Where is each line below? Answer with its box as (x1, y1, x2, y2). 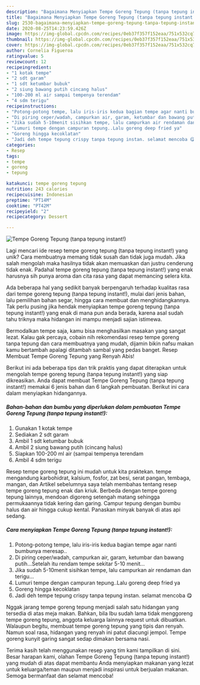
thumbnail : (6, 36, 33, 42)
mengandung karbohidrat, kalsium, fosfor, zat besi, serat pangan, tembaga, (6, 474, 191, 481)
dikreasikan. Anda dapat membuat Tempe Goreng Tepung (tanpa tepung (6, 377, 185, 384)
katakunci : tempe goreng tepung (6, 180, 86, 187)
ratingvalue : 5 (6, 53, 44, 59)
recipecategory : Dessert (6, 214, 68, 220)
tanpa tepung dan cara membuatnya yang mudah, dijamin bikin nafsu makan (6, 340, 194, 347)
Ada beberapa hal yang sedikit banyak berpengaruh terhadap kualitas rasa (6, 284, 189, 291)
